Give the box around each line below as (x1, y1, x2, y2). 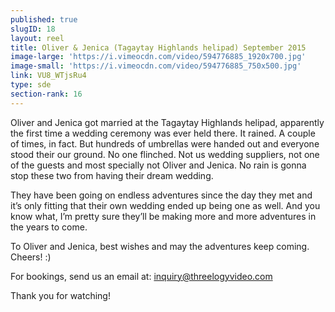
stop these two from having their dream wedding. (10, 169, 214, 181)
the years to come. (10, 221, 88, 233)
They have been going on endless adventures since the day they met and (10, 189, 313, 201)
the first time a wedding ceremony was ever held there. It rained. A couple (10, 127, 316, 139)
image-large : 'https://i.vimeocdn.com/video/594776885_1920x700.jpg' (10, 52, 307, 62)
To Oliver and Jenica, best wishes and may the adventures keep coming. (10, 240, 310, 252)
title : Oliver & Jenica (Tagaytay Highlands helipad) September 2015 (10, 42, 307, 53)
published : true (10, 14, 78, 25)
